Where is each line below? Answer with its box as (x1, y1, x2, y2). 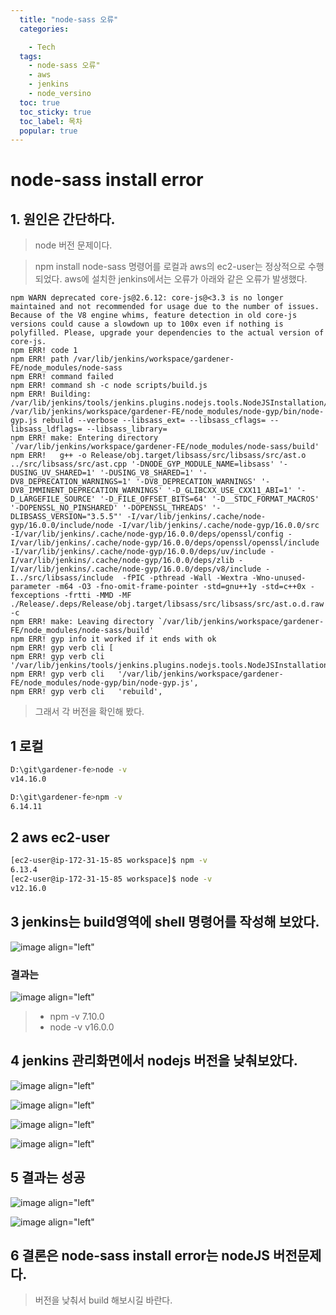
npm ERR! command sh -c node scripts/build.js (10, 381, 208, 391)
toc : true (19, 97, 60, 108)
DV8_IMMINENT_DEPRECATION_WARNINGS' (10, 486, 163, 496)
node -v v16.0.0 (49, 1021, 115, 1033)
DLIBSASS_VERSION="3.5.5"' (10, 512, 123, 522)
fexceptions (10, 591, 60, 601)
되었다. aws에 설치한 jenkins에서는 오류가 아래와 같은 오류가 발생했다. (34, 273, 308, 285)
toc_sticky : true (19, 107, 92, 117)
